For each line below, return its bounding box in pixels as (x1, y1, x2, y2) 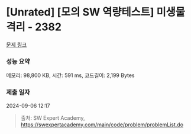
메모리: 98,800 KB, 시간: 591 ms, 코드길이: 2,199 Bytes (6, 72, 135, 79)
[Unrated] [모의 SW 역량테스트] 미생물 (6, 5, 185, 19)
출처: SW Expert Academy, (20, 114, 85, 122)
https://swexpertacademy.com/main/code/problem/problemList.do (20, 121, 184, 128)
